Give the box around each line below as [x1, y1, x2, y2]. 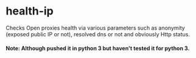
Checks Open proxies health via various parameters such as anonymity [5, 24, 186, 31]
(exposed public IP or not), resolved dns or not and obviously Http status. [5, 30, 191, 37]
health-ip [5, 4, 54, 18]
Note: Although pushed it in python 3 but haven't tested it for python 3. [5, 44, 190, 52]
